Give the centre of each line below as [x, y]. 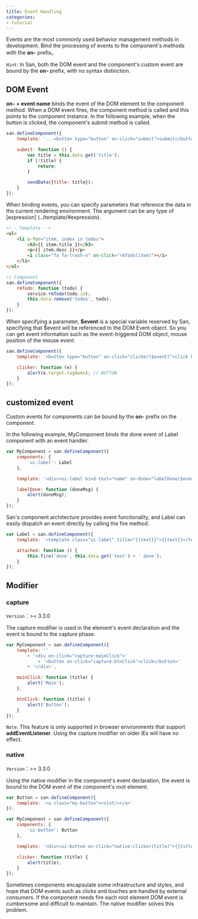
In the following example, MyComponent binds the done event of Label [92, 434]
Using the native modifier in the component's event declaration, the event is [98, 780]
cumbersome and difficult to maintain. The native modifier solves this [90, 904]
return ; [47, 166]
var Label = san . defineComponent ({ [50, 534]
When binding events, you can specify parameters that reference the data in [99, 204]
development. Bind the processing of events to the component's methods [95, 46]
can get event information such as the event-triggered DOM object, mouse [97, 334]
